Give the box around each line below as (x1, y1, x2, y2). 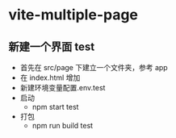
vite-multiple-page (8, 6, 139, 24)
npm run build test (31, 121, 94, 130)
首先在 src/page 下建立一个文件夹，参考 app (19, 63, 168, 72)
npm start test (31, 102, 79, 111)
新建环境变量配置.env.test (19, 83, 106, 92)
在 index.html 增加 (19, 73, 81, 82)
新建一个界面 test (8, 40, 95, 53)
